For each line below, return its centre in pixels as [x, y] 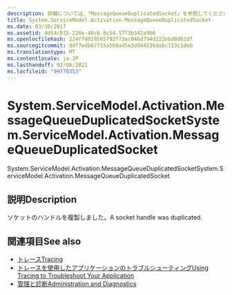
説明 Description [42, 199]
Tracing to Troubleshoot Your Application [76, 276]
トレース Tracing [40, 259]
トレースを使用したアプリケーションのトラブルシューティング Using [113, 268]
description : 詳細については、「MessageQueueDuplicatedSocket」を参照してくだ [113, 13]
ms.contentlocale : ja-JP [43, 59]
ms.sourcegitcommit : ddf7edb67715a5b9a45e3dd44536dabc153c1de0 [100, 46]
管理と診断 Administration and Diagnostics [77, 284]
